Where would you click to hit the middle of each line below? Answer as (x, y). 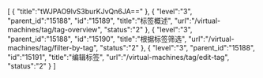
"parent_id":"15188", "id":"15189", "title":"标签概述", (90, 20)
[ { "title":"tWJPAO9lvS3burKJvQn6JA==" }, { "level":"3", (100, 11)
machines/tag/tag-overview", (55, 30)
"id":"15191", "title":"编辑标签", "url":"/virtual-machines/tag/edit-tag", (118, 57)
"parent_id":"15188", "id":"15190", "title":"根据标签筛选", (97, 39)
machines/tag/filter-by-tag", (53, 48)
